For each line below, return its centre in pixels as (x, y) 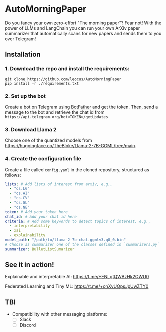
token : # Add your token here (37, 212)
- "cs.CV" (20, 198)
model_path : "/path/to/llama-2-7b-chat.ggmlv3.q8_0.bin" (66, 240)
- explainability (28, 235)
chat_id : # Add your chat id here (41, 216)
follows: (13, 175)
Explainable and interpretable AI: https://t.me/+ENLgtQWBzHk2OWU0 (77, 277)
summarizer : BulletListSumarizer (40, 249)
